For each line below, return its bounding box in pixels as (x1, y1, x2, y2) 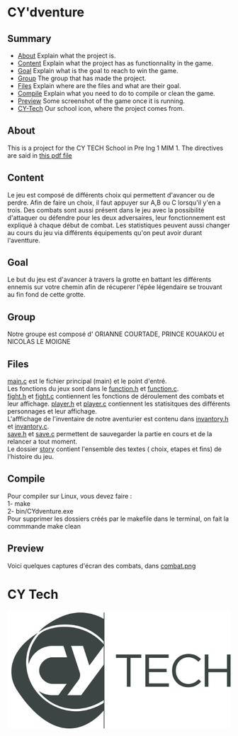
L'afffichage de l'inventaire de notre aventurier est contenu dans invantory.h (7, 415, 229, 423)
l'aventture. (7, 236, 40, 244)
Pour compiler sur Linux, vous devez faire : (7, 492, 132, 500)
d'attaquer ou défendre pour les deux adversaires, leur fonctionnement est (7, 213, 225, 222)
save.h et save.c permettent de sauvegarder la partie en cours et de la (7, 430, 212, 438)
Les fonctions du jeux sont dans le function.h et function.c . (7, 384, 179, 393)
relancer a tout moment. (7, 438, 78, 446)
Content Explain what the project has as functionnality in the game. (17, 59, 214, 67)
